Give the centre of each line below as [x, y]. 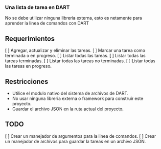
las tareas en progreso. [28, 66]
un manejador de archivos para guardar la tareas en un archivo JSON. [75, 141]
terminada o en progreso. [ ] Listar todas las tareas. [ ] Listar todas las [75, 56]
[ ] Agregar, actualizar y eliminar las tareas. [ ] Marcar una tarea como [75, 50]
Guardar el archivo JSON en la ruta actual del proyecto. [68, 109]
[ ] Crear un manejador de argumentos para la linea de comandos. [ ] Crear [81, 136]
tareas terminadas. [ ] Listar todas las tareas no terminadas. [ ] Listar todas [80, 61]
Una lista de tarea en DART [37, 7]
